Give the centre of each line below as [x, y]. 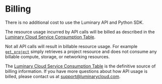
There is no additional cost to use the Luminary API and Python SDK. [74, 22]
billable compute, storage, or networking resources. [57, 56]
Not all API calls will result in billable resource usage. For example [71, 46]
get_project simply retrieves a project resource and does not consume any [81, 51]
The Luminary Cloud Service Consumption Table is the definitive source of [81, 66]
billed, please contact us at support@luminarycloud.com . [63, 76]
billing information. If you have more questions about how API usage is [76, 71]
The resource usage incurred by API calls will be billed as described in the [80, 32]
